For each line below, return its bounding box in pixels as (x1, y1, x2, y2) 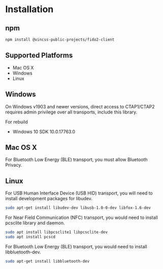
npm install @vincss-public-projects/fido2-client (5, 37, 115, 42)
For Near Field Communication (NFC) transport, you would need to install (5, 214, 158, 220)
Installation (5, 4, 54, 15)
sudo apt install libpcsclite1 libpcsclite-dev (5, 229, 108, 235)
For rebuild (5, 119, 28, 125)
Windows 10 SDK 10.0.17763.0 (12, 128, 75, 135)
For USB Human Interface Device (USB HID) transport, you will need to (5, 190, 153, 196)
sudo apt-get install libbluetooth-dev (5, 258, 90, 264)
